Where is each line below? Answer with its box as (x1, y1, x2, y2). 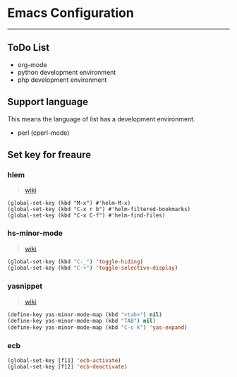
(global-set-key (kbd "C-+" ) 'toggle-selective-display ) (7, 265, 178, 272)
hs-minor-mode (7, 228, 63, 238)
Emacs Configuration (7, 5, 134, 21)
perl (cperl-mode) (17, 128, 70, 137)
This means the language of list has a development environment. (7, 114, 195, 123)
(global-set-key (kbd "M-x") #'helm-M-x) (7, 200, 131, 207)
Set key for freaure (7, 148, 92, 160)
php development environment (17, 76, 107, 84)
